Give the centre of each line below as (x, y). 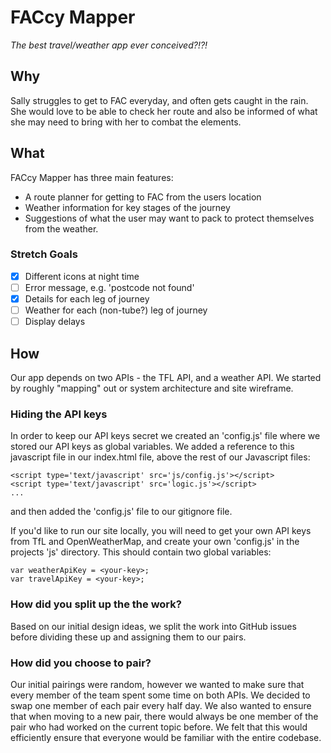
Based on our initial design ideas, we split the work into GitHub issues (153, 626)
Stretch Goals (44, 254)
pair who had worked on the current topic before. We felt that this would (159, 727)
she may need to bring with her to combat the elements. (126, 122)
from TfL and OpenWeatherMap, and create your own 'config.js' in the (155, 542)
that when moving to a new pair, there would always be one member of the (164, 716)
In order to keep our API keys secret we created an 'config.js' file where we (165, 436)
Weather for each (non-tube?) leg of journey (116, 310)
